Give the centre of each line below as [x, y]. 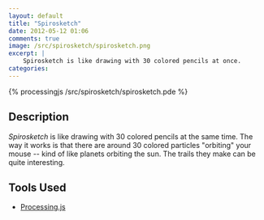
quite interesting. [37, 162]
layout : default [36, 16]
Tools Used [37, 187]
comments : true [34, 38]
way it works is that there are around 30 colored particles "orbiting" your [130, 145]
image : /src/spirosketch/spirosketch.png [80, 46]
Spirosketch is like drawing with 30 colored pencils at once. [132, 61]
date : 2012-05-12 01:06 [49, 31]
